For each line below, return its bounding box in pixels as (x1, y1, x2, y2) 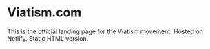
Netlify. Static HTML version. (7, 34, 89, 42)
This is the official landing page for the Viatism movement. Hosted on (7, 27, 203, 35)
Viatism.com (7, 5, 82, 20)
